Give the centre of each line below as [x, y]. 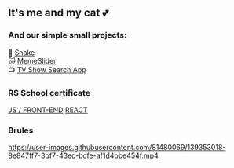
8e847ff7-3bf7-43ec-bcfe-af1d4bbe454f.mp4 [83, 155]
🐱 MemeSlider [32, 60]
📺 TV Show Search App [47, 69]
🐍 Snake [22, 52]
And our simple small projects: [68, 35]
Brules [21, 130]
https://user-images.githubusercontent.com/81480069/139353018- [117, 148]
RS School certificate [49, 93]
